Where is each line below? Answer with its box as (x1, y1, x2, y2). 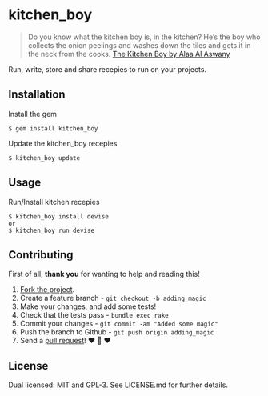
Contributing (8, 248, 74, 262)
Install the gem (8, 109, 58, 118)
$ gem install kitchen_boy (8, 124, 98, 133)
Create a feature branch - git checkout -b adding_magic (19, 294, 206, 303)
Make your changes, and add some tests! (19, 302, 157, 311)
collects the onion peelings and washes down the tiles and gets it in (27, 40, 251, 50)
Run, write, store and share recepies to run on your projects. (8, 64, 206, 74)
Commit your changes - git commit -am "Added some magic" (19, 318, 218, 329)
